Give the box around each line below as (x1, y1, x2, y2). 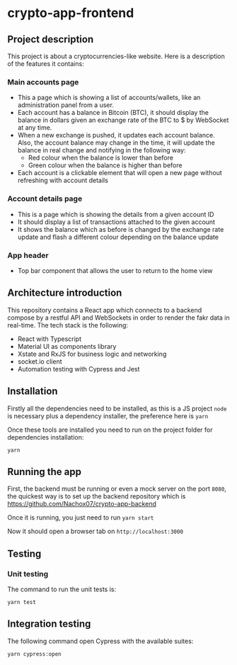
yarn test (7, 599, 37, 606)
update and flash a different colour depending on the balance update (17, 233, 219, 241)
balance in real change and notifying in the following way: (17, 146, 186, 155)
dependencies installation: (7, 432, 84, 441)
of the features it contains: (7, 60, 84, 68)
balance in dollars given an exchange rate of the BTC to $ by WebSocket (17, 116, 229, 125)
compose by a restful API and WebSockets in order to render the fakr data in (7, 313, 230, 322)
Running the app (7, 466, 81, 478)
